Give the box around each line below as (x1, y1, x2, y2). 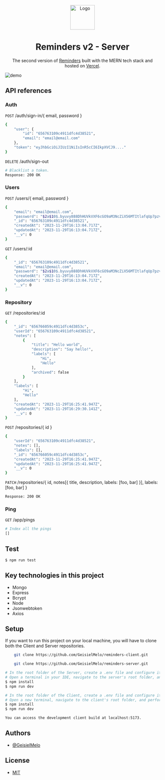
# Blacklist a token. (5, 168, 50, 173)
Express (12, 590, 29, 596)
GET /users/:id (5, 245, 32, 251)
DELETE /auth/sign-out (5, 158, 49, 164)
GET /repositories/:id (5, 310, 45, 316)
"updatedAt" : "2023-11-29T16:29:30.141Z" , (14, 406, 102, 411)
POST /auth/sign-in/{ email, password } (5, 113, 82, 119)
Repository (5, 299, 32, 305)
